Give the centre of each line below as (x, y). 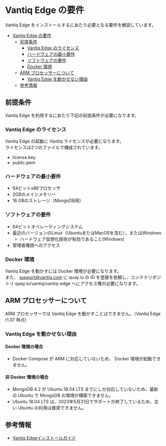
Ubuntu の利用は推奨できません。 (52, 408)
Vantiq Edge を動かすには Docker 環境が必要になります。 (63, 271)
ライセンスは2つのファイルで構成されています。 (54, 148)
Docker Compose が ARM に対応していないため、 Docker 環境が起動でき (86, 358)
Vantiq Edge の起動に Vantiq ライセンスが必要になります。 (65, 141)
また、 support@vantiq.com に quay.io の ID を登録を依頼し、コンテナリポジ (83, 277)
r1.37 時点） (17, 320)
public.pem (24, 163)
